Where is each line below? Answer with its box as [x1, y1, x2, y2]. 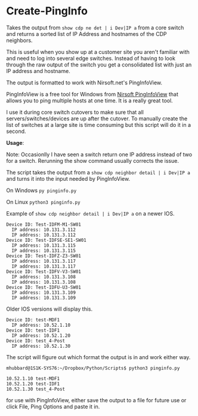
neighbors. [6, 37, 33, 44]
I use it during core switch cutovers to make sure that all [6, 108, 144, 116]
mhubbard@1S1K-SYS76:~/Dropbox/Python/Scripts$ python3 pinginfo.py [6, 365, 180, 371]
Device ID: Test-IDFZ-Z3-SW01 [6, 253, 82, 259]
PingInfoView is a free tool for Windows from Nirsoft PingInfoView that [6, 90, 179, 98]
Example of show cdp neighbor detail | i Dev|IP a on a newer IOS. [6, 209, 175, 217]
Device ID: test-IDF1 [6, 327, 60, 333]
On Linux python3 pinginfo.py [6, 198, 81, 205]
